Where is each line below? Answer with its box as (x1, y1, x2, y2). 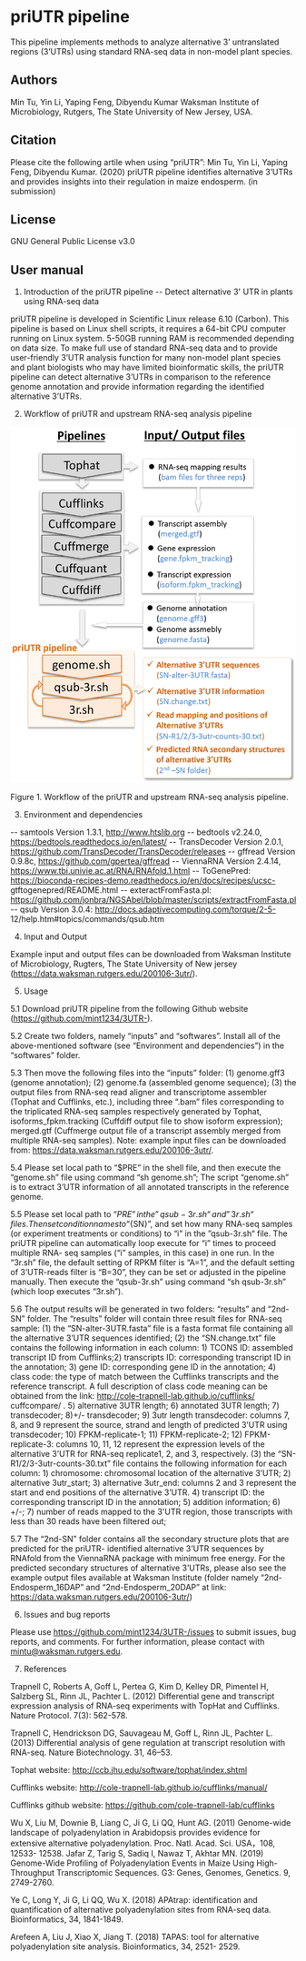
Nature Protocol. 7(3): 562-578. (10, 1709, 128, 1720)
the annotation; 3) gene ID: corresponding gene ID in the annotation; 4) (10, 1361, 276, 1372)
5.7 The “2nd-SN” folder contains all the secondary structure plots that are (10, 1533, 290, 1544)
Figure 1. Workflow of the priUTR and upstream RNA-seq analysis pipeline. (10, 791, 289, 802)
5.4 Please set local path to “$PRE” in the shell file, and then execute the (10, 1162, 281, 1173)
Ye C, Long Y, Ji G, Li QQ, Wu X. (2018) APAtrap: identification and (10, 1894, 258, 1905)
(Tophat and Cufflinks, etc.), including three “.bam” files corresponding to (10, 1096, 285, 1107)
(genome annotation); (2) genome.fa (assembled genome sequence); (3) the (10, 1076, 297, 1087)
